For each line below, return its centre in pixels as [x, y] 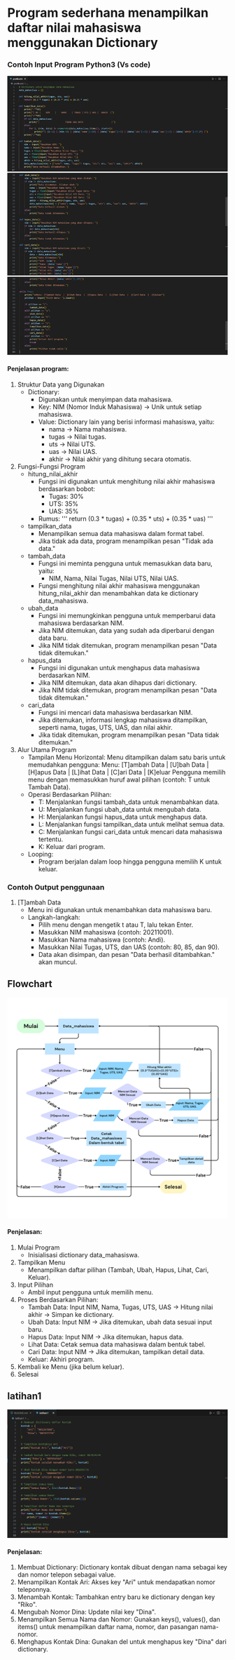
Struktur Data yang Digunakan [61, 384]
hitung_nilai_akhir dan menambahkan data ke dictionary [118, 593]
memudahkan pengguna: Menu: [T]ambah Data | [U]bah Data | [118, 764]
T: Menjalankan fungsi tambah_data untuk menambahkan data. [129, 802]
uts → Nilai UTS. [72, 444]
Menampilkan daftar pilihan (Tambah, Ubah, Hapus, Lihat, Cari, [118, 1270]
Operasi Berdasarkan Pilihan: [70, 794]
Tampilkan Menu [41, 1262]
